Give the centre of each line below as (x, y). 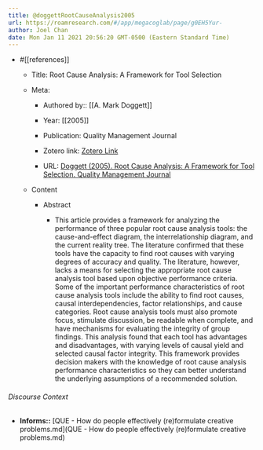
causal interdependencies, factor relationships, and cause (148, 304)
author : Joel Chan (38, 30)
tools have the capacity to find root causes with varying (144, 254)
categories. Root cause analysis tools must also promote (146, 312)
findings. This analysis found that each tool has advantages (151, 337)
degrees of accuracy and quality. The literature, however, (147, 262)
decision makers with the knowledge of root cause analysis (151, 362)
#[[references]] (44, 60)
